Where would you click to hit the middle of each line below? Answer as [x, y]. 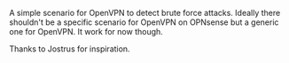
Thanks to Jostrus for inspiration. [70, 49]
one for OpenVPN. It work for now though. [86, 31]
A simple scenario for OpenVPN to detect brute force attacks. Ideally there [145, 13]
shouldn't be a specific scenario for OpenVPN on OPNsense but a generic [144, 22]
